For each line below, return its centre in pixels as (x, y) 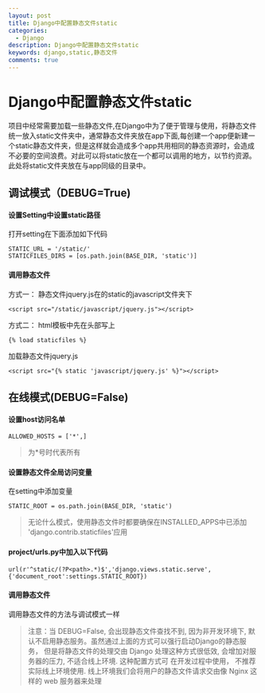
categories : (28, 30)
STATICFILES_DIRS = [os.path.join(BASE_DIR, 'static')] (103, 256)
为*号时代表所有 (54, 452)
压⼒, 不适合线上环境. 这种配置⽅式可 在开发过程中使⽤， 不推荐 (152, 661)
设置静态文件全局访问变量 (50, 472)
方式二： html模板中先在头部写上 (62, 325)
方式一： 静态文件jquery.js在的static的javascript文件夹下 (100, 294)
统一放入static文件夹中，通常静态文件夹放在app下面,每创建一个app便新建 (128, 136)
